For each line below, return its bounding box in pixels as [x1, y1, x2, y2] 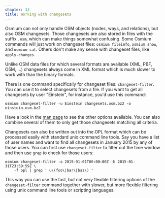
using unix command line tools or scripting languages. [5, 187, 115, 193]
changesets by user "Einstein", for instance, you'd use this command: [5, 92, 146, 98]
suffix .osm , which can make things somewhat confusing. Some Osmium [5, 35, 152, 42]
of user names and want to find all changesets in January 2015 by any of [5, 139, 153, 145]
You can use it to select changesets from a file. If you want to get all [5, 86, 143, 92]
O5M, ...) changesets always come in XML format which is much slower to [5, 66, 156, 72]
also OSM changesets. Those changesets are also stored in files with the [5, 31, 153, 36]
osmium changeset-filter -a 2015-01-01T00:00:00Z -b [5, 159, 116, 164]
